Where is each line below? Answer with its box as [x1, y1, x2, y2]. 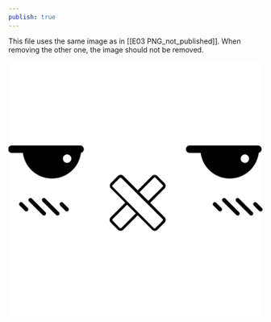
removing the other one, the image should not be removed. [8, 44, 204, 54]
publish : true [8, 13, 56, 21]
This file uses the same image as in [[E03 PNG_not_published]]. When [8, 36, 242, 46]
